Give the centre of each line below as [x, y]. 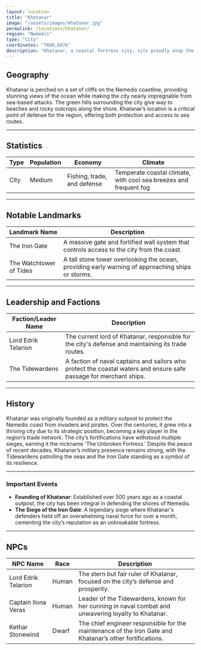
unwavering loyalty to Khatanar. [123, 613]
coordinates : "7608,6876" [38, 46]
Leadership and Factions [53, 302]
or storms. [77, 274]
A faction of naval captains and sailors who [126, 361]
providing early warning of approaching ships [127, 267]
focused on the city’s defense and [126, 581]
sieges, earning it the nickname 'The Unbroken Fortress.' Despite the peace [99, 443]
